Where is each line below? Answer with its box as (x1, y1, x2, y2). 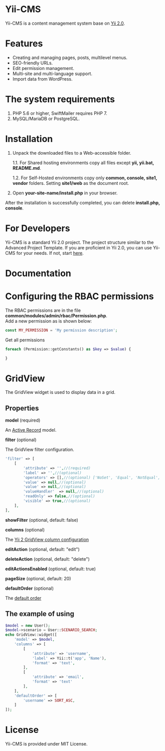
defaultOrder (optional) (5, 585, 54, 591)
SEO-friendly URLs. (12, 59, 53, 66)
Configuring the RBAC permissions (5, 291, 154, 302)
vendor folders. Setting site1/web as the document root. (12, 180, 129, 186)
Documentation (5, 267, 72, 279)
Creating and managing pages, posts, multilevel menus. (12, 54, 128, 60)
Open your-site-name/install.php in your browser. (12, 190, 118, 196)
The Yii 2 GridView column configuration (5, 536, 89, 542)
